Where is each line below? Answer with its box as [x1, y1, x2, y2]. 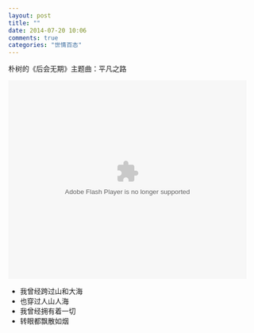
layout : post [8, 11, 52, 20]
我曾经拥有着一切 [19, 307, 76, 316]
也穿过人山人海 [19, 296, 69, 306]
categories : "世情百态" [8, 41, 82, 49]
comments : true [8, 33, 59, 42]
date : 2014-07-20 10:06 [8, 26, 87, 34]
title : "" [8, 19, 41, 27]
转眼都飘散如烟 [19, 316, 69, 326]
